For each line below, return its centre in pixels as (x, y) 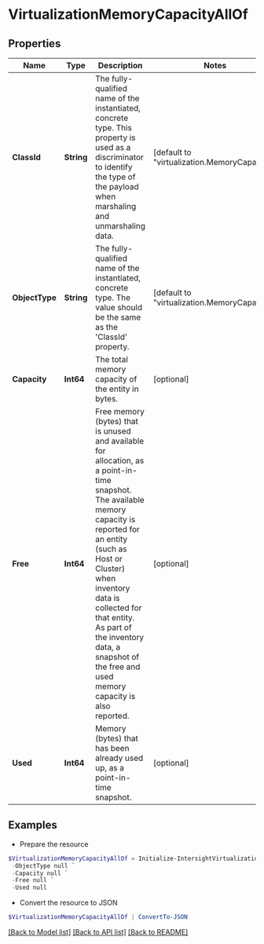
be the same (118, 317)
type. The (113, 298)
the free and (118, 667)
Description (120, 66)
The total (112, 359)
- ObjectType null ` (44, 865)
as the (107, 327)
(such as (111, 549)
